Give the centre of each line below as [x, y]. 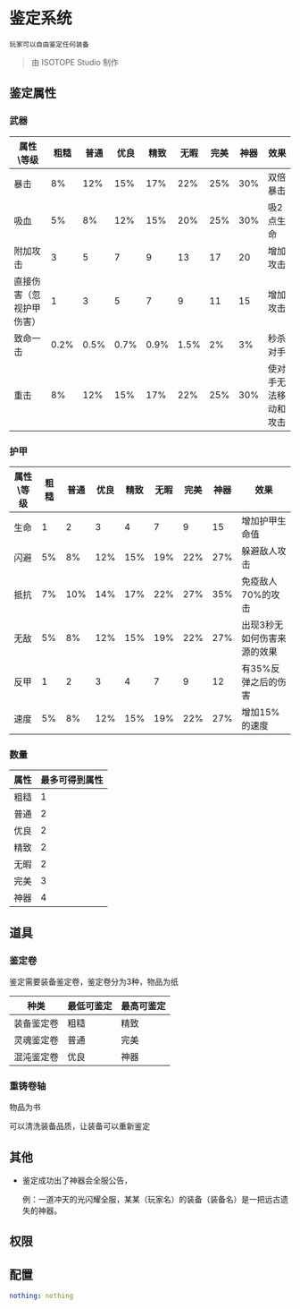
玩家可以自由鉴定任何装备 [49, 44]
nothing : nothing [42, 1296]
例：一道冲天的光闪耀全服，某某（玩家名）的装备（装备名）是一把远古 [151, 1200]
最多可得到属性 [72, 780]
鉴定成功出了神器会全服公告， [77, 1181]
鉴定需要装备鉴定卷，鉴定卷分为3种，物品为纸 [94, 981]
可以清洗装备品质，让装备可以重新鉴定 [79, 1126]
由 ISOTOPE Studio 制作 [75, 62]
